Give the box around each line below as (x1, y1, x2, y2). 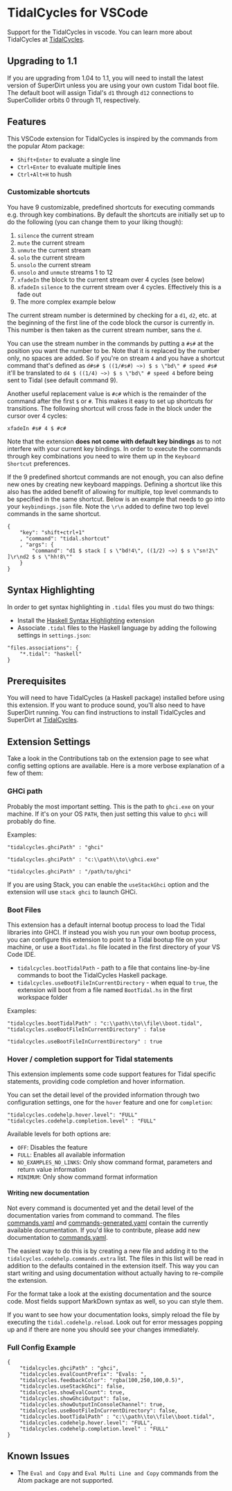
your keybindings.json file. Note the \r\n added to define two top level (7, 502, 209, 511)
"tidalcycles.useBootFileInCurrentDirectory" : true (7, 1038, 163, 1045)
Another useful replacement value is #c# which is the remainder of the (7, 389, 206, 398)
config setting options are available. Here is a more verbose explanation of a (7, 762, 225, 770)
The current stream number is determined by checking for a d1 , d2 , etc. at (7, 311, 217, 319)
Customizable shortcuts (7, 187, 90, 197)
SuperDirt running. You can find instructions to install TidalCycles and (7, 708, 206, 717)
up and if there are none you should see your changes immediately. (7, 1325, 199, 1334)
